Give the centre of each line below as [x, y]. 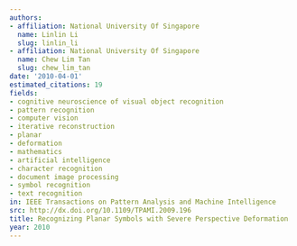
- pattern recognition [52, 110]
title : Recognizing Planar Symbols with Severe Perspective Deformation [149, 219]
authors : [26, 18]
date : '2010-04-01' [46, 77]
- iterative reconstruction [62, 127]
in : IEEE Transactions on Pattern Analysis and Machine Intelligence [143, 202]
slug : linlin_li [48, 43]
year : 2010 [30, 227]
